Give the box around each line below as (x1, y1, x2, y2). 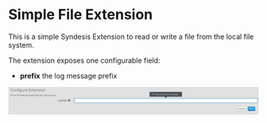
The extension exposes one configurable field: (8, 56, 161, 65)
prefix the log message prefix (19, 71, 118, 80)
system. (8, 40, 34, 49)
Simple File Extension (8, 6, 153, 24)
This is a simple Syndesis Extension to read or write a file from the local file (8, 32, 254, 41)
